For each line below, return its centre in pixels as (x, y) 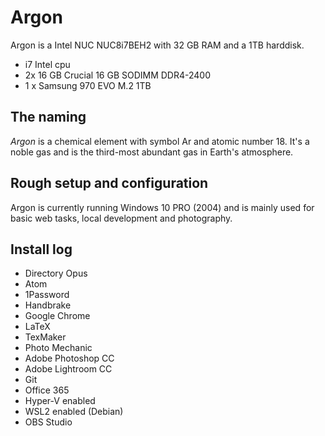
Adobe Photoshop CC (69, 358)
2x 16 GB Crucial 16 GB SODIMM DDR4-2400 (118, 75)
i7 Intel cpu (47, 64)
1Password (47, 295)
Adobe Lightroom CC (68, 369)
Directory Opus (56, 273)
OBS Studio (48, 422)
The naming (48, 117)
